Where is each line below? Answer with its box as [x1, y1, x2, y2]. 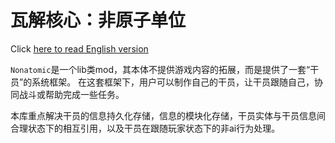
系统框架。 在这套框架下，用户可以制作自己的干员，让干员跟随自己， [31, 76, 315, 88]
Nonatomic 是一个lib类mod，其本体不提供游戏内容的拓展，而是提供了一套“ [10, 63, 311, 75]
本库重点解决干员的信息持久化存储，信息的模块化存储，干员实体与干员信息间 [10, 109, 326, 121]
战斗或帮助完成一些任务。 [18, 88, 125, 100]
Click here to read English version [10, 42, 149, 55]
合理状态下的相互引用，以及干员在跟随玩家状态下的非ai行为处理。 [10, 122, 281, 134]
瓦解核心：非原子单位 [10, 9, 187, 32]
